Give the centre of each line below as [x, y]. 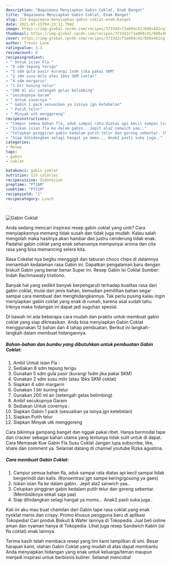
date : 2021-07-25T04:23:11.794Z [40, 24]
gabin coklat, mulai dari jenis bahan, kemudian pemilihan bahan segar [79, 290]
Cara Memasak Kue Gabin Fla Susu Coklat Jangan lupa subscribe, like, [80, 442]
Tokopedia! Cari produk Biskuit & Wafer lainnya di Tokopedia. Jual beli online [86, 520]
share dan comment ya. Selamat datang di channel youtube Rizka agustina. [84, 448]
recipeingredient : [25, 57]
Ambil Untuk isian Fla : [36, 363]
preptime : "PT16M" [25, 185]
